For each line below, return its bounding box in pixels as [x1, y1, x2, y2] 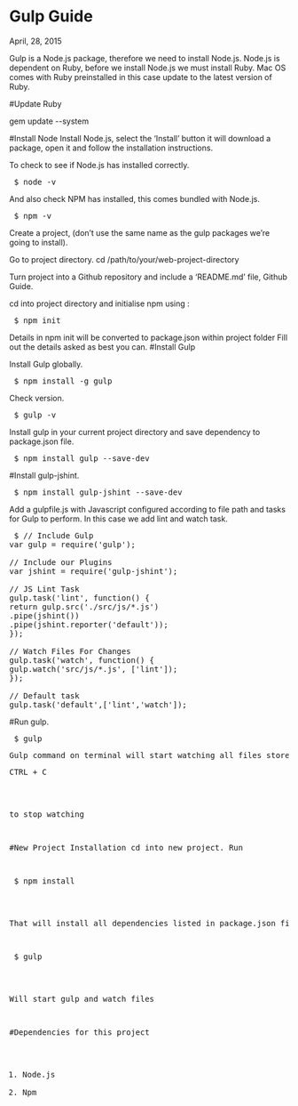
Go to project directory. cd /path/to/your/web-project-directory [9, 254, 239, 264]
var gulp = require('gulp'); [9, 539, 136, 549]
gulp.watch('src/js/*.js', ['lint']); [9, 664, 178, 674]
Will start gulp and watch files [9, 994, 155, 1004]
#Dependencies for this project [9, 1027, 150, 1037]
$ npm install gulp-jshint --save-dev [13, 487, 183, 497]
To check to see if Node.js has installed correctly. [9, 159, 190, 170]
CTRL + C [9, 767, 47, 777]
